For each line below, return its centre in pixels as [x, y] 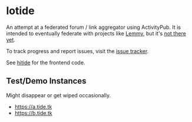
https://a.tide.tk [33, 107]
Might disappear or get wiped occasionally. [58, 95]
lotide [20, 11]
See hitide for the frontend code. [46, 62]
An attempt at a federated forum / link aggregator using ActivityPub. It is [94, 27]
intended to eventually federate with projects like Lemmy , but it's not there [96, 33]
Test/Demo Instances [46, 81]
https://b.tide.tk [33, 113]
